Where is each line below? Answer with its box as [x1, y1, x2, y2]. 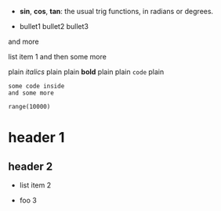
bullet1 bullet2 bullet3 [19, 22, 89, 30]
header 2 [8, 159, 53, 173]
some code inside [8, 82, 65, 90]
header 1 [8, 129, 65, 147]
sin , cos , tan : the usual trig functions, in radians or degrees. [19, 7, 214, 16]
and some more [8, 89, 55, 97]
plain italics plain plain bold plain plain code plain [8, 67, 165, 77]
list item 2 [19, 181, 52, 190]
